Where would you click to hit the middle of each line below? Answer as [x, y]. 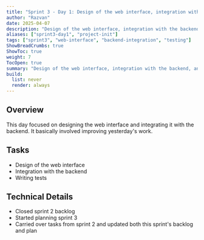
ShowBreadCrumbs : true [35, 46]
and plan [26, 231]
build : [15, 74]
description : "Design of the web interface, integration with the [92, 29]
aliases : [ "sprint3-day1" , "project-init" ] [62, 35]
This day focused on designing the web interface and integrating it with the [100, 125]
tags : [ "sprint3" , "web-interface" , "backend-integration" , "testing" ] [99, 40]
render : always [31, 86]
